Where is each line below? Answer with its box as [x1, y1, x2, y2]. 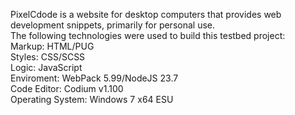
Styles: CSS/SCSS [10, 51, 86, 63]
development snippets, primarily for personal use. [10, 19, 215, 31]
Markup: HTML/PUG [10, 40, 95, 52]
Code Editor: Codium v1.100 [10, 83, 124, 94]
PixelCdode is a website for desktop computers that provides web [10, 9, 282, 20]
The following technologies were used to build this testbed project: [10, 30, 286, 41]
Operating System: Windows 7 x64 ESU [10, 94, 174, 105]
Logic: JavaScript [10, 62, 83, 73]
